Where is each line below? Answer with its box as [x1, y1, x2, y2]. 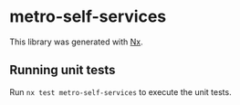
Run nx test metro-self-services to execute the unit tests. [9, 86, 232, 97]
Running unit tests [9, 62, 116, 78]
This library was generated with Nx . [9, 36, 143, 47]
